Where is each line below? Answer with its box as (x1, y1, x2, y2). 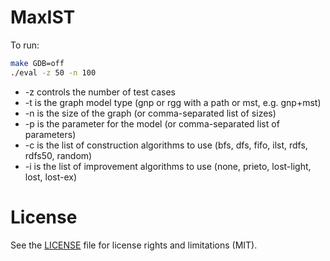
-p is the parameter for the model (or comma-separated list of (24, 117, 280, 130)
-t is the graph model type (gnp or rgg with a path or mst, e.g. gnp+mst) (24, 96, 322, 108)
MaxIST (10, 6, 76, 29)
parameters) (24, 128, 77, 140)
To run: (10, 39, 40, 51)
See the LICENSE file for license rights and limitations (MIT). (10, 239, 258, 251)
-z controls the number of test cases (24, 86, 176, 98)
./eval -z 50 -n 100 (10, 67, 97, 78)
